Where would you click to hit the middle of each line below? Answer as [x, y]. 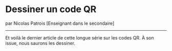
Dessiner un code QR [51, 9]
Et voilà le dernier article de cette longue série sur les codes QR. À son [80, 38]
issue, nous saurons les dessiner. [40, 43]
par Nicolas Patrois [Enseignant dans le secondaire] [60, 23]
